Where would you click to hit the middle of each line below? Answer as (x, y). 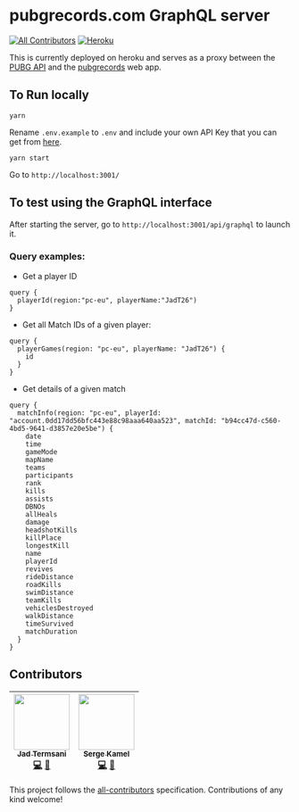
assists (39, 499)
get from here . (36, 141)
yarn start (29, 158)
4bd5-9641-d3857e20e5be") (57, 428)
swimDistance (50, 592)
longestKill (47, 545)
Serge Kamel (107, 754)
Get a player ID (50, 276)
